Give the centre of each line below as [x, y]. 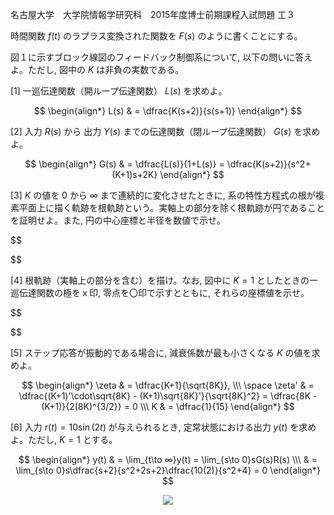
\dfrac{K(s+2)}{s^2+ [269, 164]
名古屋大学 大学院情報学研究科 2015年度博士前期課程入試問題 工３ [153, 14]
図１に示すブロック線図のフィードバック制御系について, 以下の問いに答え [161, 57]
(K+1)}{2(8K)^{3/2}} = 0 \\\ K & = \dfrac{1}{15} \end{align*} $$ [168, 406]
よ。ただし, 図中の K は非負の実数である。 [97, 69]
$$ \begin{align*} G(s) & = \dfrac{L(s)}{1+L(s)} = [124, 164]
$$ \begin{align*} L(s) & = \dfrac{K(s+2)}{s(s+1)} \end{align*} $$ [168, 111]
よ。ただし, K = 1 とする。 [64, 439]
